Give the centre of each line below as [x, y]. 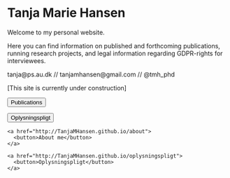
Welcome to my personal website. [56, 32]
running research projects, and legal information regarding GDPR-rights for [115, 53]
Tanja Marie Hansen [66, 13]
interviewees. [27, 60]
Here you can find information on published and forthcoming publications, [114, 46]
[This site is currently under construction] [67, 88]
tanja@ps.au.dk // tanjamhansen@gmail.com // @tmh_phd [91, 74]
